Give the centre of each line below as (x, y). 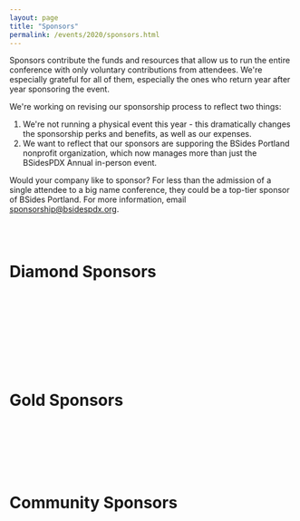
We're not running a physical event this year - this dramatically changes (156, 124)
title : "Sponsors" (44, 26)
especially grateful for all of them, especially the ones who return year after (150, 80)
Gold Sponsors (67, 400)
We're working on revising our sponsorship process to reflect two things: (145, 107)
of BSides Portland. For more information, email (98, 199)
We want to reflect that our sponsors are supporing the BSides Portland (156, 144)
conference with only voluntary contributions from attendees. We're (136, 70)
